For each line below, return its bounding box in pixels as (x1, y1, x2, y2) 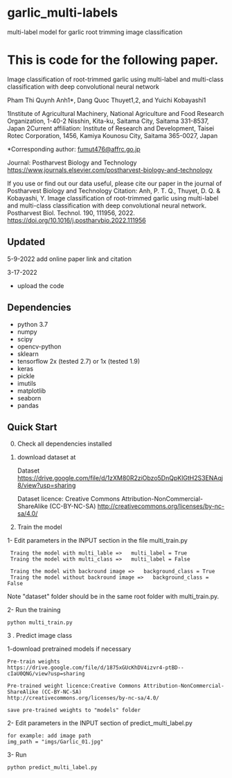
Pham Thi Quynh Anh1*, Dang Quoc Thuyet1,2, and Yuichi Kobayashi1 (7, 96, 206, 104)
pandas (17, 401, 39, 409)
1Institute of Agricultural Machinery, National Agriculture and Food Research (7, 109, 224, 117)
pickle (17, 371, 35, 380)
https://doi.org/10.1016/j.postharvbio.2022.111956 (7, 216, 147, 224)
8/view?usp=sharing (17, 481, 76, 490)
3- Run (7, 751, 27, 759)
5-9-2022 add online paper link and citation (7, 255, 132, 263)
